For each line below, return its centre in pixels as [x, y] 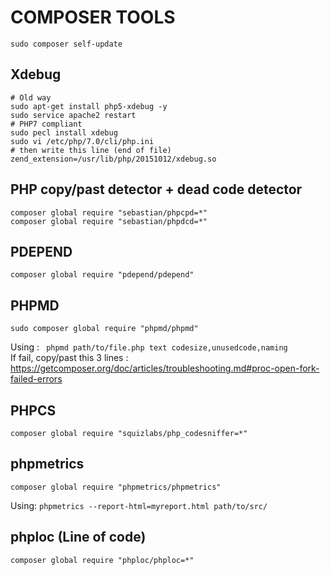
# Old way [31, 97]
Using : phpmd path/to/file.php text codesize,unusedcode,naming [149, 347]
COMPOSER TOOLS [93, 17]
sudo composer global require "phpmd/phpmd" [104, 329]
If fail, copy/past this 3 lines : [69, 358]
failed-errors [36, 379]
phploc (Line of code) [78, 537]
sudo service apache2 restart [73, 115]
